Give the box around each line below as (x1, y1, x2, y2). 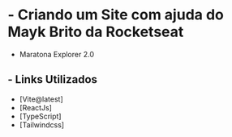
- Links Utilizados (7, 73, 98, 86)
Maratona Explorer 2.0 (19, 49, 95, 59)
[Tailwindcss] (19, 119, 65, 130)
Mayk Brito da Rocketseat (7, 23, 184, 41)
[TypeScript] (19, 111, 62, 121)
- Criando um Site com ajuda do (7, 6, 224, 24)
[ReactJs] (19, 102, 52, 112)
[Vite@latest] (19, 94, 64, 104)
